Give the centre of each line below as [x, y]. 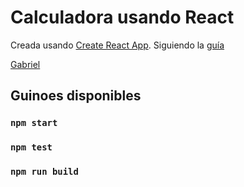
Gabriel [25, 64]
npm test [31, 147]
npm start [34, 123]
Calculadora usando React [122, 17]
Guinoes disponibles [76, 96]
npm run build [44, 172]
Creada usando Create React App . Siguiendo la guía [117, 45]
